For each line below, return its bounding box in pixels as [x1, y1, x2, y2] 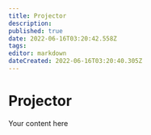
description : [8, 19, 52, 27]
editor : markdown [8, 49, 67, 57]
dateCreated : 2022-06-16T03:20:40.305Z [8, 57, 143, 65]
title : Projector [8, 11, 67, 20]
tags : [8, 42, 27, 50]
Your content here [8, 118, 69, 128]
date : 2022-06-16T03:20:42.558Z [8, 34, 117, 43]
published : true [8, 27, 63, 35]
